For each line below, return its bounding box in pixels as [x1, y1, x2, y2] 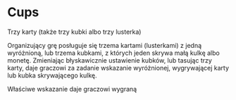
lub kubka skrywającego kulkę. [7, 71, 97, 80]
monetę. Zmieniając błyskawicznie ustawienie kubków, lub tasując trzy [7, 56, 213, 64]
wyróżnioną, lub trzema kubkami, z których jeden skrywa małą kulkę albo [7, 49, 220, 57]
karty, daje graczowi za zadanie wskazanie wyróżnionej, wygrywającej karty [7, 63, 230, 72]
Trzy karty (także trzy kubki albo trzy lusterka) [7, 27, 142, 36]
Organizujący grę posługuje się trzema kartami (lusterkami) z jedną [7, 41, 202, 49]
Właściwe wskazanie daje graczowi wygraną [7, 85, 137, 93]
